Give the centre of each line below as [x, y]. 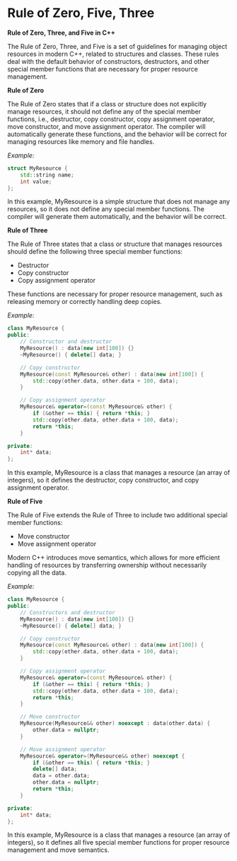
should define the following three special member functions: [95, 252]
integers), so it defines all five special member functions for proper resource [118, 843]
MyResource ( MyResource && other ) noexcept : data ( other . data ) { [115, 724]
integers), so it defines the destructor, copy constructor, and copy [103, 480]
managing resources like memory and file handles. [81, 141]
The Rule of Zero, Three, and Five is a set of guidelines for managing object [117, 46]
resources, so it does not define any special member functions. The [106, 209]
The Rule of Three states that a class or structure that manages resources [115, 244]
